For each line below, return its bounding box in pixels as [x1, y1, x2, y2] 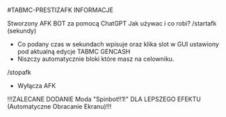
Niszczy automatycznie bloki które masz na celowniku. [17, 55, 175, 63]
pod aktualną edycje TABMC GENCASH [17, 48, 131, 55]
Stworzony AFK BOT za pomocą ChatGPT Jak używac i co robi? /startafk [7, 19, 217, 27]
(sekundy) [7, 27, 37, 35]
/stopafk [7, 69, 31, 76]
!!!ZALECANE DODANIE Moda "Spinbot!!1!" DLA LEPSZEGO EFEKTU [7, 95, 202, 103]
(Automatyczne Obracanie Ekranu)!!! [7, 102, 112, 110]
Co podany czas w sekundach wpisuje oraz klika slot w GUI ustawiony [17, 40, 219, 48]
